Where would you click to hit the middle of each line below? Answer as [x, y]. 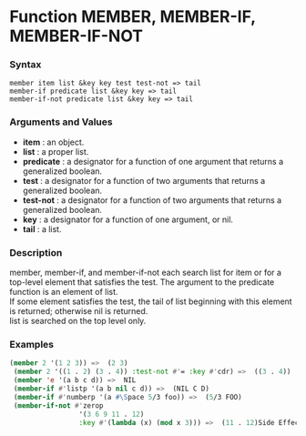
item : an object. [53, 142]
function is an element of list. [64, 292]
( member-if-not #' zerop [58, 406]
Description [36, 252]
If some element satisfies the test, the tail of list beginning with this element [151, 301]
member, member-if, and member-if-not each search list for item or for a [146, 273]
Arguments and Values [61, 122]
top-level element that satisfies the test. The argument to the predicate [142, 282]
